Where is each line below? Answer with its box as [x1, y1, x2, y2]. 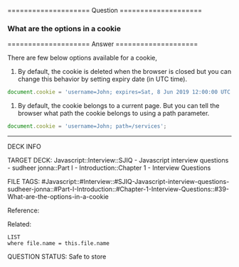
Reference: [7, 206, 40, 215]
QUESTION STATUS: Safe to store [7, 252, 107, 261]
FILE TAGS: [7, 178, 41, 186]
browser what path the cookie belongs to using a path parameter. [17, 109, 210, 118]
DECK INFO [7, 142, 41, 151]
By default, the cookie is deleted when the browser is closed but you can [17, 67, 232, 76]
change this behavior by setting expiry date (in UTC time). [17, 75, 188, 84]
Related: [7, 220, 32, 229]
